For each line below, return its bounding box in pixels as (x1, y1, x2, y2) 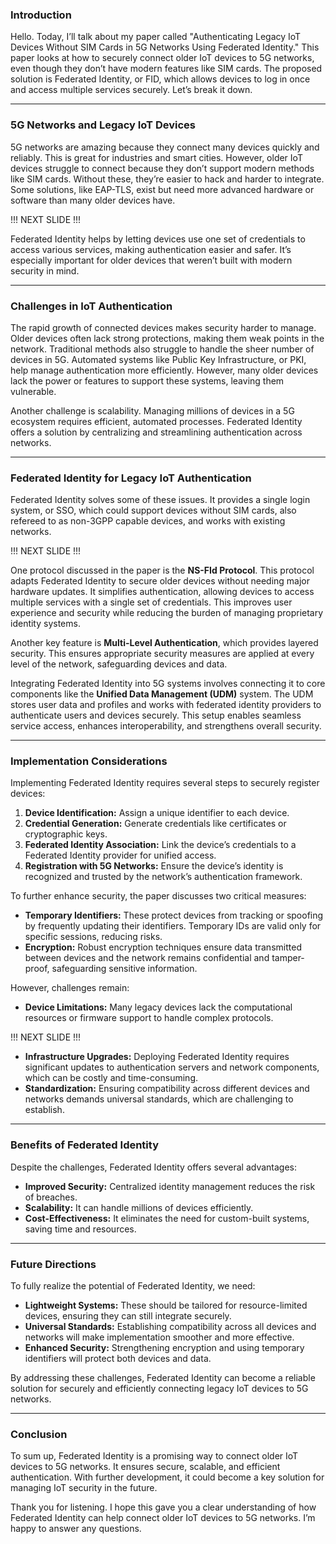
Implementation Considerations (10, 754, 168, 768)
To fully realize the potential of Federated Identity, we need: (10, 1280, 256, 1292)
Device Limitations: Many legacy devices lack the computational (24, 1001, 293, 1013)
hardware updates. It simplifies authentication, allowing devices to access (10, 586, 315, 598)
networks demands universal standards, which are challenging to (24, 1093, 294, 1105)
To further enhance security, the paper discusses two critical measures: (10, 890, 307, 902)
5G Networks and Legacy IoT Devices (10, 118, 196, 132)
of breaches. (24, 1191, 78, 1203)
